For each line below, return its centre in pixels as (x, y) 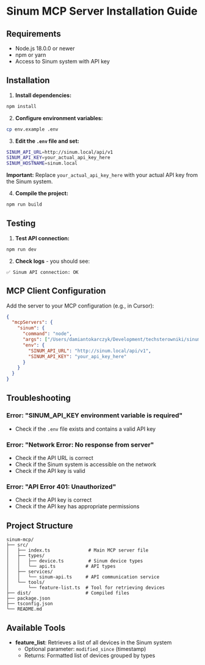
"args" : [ (35, 340)
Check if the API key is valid (50, 471)
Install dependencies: (43, 95)
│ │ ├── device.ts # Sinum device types (75, 561)
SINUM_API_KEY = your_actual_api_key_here (59, 158)
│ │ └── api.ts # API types (61, 566)
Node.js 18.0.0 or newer (45, 48)
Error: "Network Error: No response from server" (80, 445)
